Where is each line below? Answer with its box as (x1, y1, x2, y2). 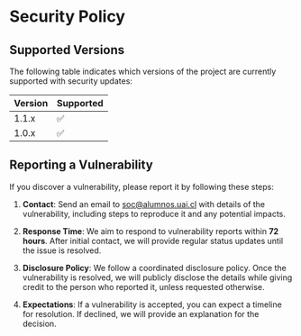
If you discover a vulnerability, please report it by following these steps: (9, 181, 275, 192)
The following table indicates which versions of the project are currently (9, 66, 277, 77)
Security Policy (9, 6, 126, 27)
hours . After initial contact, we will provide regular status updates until (22, 235, 284, 246)
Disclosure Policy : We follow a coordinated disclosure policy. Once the (22, 262, 287, 273)
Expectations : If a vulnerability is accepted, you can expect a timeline (22, 299, 282, 310)
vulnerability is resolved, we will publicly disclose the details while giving (22, 272, 293, 283)
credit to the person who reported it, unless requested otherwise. (22, 281, 265, 292)
